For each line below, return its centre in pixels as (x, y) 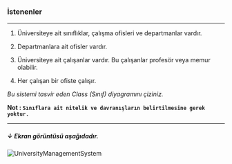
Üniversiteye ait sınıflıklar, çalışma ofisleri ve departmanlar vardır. (109, 33)
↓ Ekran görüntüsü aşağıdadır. (53, 136)
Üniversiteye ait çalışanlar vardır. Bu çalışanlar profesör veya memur (114, 60)
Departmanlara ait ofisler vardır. (62, 47)
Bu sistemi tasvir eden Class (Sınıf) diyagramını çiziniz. (85, 94)
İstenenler (25, 12)
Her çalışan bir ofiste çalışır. (57, 81)
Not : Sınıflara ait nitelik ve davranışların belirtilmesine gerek (106, 108)
